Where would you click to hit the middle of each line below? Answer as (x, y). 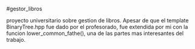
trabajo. (16, 40)
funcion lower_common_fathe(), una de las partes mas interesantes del (95, 33)
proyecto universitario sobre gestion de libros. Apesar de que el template (97, 20)
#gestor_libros (24, 9)
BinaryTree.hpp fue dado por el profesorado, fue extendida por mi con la (97, 27)
